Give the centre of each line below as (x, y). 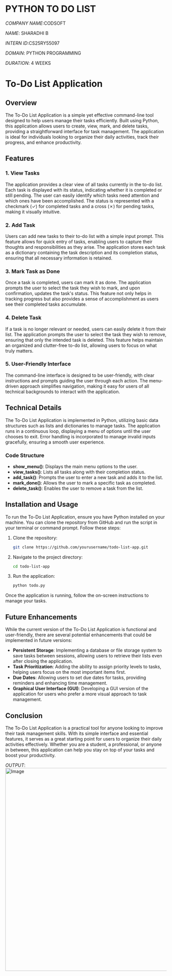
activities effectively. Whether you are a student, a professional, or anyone (84, 744)
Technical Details (34, 408)
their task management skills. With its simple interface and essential (77, 733)
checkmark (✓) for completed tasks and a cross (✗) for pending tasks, (80, 206)
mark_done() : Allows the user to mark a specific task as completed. (84, 483)
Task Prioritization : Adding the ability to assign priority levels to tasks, (87, 667)
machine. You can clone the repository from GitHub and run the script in (81, 522)
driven (12, 386)
